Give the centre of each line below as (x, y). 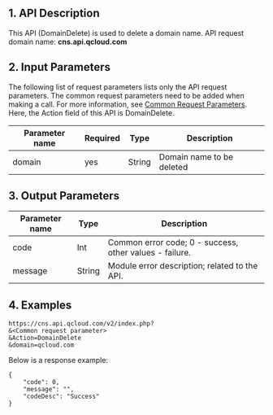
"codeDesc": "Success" (61, 397)
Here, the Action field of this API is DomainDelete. (91, 112)
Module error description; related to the (183, 266)
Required (102, 138)
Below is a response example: (58, 360)
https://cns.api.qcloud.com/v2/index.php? (81, 324)
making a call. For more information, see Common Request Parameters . (128, 104)
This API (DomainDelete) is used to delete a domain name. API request (126, 33)
